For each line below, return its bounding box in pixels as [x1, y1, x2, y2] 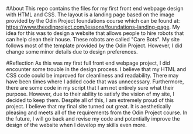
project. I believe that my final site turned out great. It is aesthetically [6, 103, 171, 110]
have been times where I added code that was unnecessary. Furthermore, [6, 78, 184, 85]
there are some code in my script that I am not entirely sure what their [6, 84, 174, 91]
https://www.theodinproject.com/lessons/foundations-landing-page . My [6, 23, 180, 30]
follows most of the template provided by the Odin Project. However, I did [6, 42, 182, 49]
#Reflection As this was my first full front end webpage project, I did [6, 59, 171, 66]
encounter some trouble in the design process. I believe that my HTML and [6, 66, 187, 72]
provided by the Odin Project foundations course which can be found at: [6, 17, 180, 24]
